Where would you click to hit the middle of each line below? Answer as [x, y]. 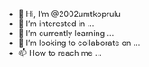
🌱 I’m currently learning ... [66, 33]
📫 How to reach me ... [60, 53]
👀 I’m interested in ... [56, 24]
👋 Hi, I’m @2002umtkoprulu [69, 14]
